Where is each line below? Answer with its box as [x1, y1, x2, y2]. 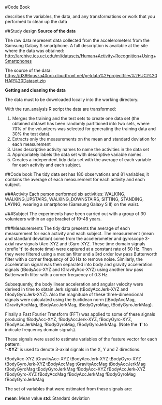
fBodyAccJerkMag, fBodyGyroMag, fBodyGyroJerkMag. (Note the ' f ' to [5, 321, 148, 327]
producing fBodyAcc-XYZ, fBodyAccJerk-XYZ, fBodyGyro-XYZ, [5, 317, 133, 322]
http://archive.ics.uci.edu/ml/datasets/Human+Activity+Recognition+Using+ [5, 53, 156, 59]
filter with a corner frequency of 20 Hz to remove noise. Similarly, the [5, 256, 143, 262]
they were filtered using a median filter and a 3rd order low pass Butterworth [5, 251, 158, 257]
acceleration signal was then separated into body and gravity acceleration [5, 262, 153, 267]
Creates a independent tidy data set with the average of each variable [12, 157, 151, 162]
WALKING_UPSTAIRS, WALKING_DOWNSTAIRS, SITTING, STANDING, [5, 196, 144, 202]
